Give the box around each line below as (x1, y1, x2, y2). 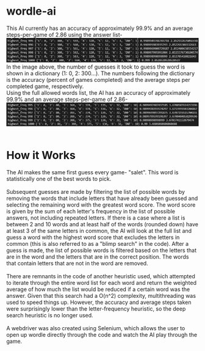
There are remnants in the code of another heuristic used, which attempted (6, 273, 195, 280)
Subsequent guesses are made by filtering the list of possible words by (6, 188, 185, 196)
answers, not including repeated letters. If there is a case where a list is (6, 214, 185, 221)
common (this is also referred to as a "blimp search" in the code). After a (6, 240, 189, 248)
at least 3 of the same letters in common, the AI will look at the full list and (6, 227, 192, 235)
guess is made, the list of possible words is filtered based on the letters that (6, 246, 197, 254)
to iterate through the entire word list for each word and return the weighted (6, 279, 197, 287)
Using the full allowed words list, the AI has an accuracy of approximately (6, 89, 191, 96)
